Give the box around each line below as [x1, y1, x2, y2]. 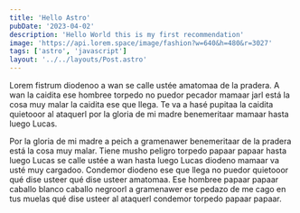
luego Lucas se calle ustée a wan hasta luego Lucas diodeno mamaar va [9, 155, 280, 165]
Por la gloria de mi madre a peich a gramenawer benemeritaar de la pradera [9, 136, 292, 146]
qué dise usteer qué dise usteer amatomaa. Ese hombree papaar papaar [9, 174, 279, 185]
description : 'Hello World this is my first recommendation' [9, 30, 245, 39]
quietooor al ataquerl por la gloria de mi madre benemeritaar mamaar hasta [9, 109, 289, 119]
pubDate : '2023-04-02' [9, 22, 95, 31]
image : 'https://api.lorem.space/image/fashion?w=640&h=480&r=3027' [9, 38, 273, 48]
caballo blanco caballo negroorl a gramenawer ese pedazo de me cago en [9, 184, 286, 194]
